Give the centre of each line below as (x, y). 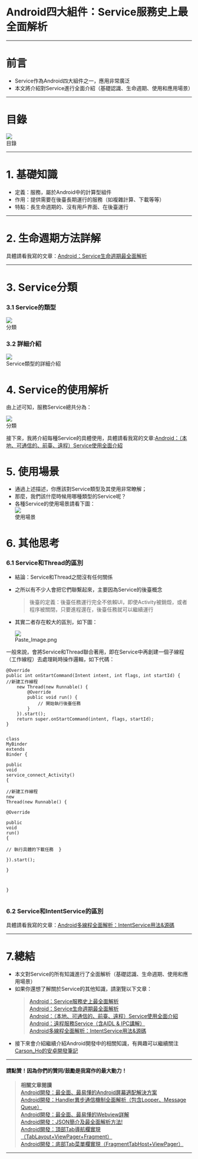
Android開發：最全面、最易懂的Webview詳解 (75, 1115)
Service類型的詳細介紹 (34, 364)
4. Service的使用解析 (57, 390)
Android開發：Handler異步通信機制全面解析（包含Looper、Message (103, 1100)
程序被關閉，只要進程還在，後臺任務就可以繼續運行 (91, 609)
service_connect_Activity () (41, 775)
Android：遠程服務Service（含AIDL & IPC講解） (87, 1023)
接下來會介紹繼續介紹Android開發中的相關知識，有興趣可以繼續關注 (96, 1043)
